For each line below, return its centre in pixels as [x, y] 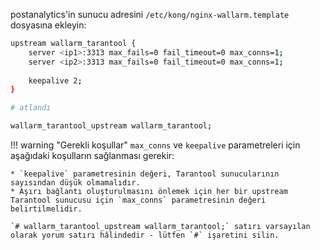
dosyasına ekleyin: [48, 25]
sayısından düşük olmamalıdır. [75, 183]
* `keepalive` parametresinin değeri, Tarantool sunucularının [145, 174]
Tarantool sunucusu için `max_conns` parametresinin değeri [138, 200]
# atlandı [31, 108]
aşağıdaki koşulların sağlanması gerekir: [92, 155]
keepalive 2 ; [55, 80]
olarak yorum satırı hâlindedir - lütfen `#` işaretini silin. [145, 235]
